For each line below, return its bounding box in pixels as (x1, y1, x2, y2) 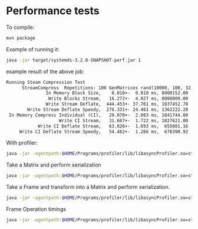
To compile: (6, 24, 35, 31)
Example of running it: (6, 45, 60, 53)
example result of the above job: (6, 68, 84, 75)
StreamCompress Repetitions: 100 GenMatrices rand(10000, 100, (21, 84, 183, 91)
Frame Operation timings (6, 205, 67, 213)
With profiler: (6, 139, 38, 146)
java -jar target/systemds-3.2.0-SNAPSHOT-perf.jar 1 (6, 57, 141, 63)
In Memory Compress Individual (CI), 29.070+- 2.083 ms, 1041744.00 (8, 112, 189, 118)
